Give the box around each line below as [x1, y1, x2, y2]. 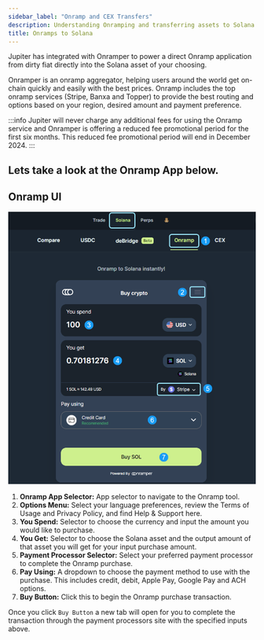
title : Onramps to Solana [8, 29, 93, 37]
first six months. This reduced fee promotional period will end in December [8, 132, 251, 142]
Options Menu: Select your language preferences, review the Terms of [19, 500, 250, 509]
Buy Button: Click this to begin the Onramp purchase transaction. [19, 592, 232, 601]
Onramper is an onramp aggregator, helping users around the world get [8, 75, 240, 85]
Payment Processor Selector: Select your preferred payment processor [19, 550, 254, 560]
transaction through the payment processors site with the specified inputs [8, 616, 247, 625]
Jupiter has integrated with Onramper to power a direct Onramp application [8, 52, 252, 61]
